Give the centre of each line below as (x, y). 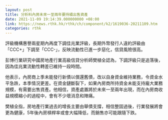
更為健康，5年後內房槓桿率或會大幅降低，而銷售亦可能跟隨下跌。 (72, 112)
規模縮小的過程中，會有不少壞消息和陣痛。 (53, 96)
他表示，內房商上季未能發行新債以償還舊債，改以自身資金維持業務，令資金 (82, 77)
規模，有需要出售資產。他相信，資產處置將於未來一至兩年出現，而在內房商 (82, 89)
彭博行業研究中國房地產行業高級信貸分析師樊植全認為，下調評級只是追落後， (84, 60)
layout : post (19, 10)
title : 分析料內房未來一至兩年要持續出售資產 (47, 14)
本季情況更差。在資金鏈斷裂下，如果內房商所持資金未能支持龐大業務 (92, 83)
